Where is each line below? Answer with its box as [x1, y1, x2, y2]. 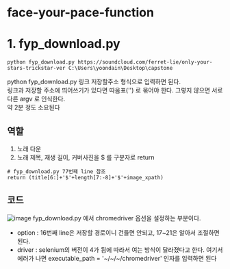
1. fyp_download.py [7, 36, 121, 52]
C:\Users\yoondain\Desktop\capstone [68, 65, 173, 72]
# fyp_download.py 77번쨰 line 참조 [7, 168, 106, 175]
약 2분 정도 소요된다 [7, 103, 60, 112]
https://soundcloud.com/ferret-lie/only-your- [77, 59, 213, 66]
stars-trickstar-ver [7, 65, 66, 72]
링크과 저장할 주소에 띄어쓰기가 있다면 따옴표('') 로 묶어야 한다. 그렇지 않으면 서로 [7, 86, 223, 94]
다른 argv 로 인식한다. [7, 94, 66, 103]
